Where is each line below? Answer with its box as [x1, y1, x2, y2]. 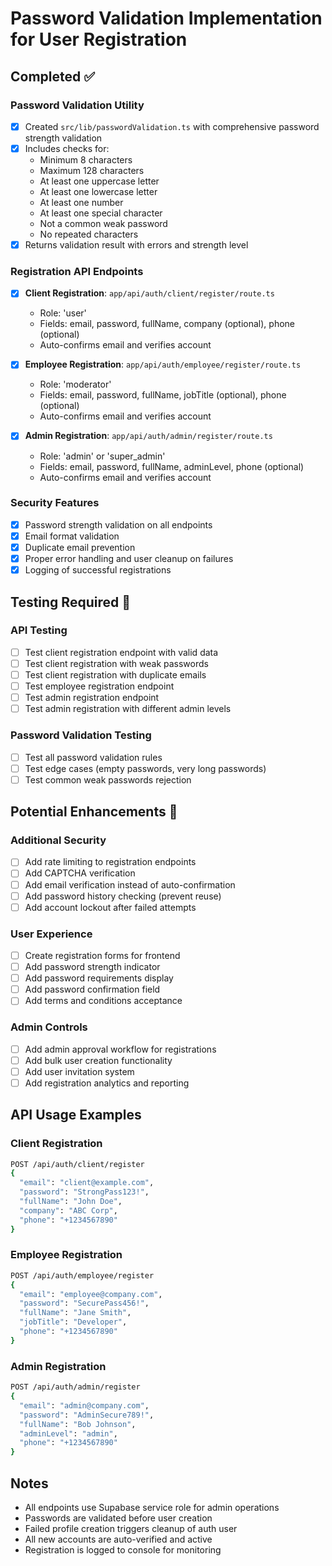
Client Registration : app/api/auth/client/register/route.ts [24, 287, 275, 299]
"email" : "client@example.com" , [19, 1178, 155, 1188]
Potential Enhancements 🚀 [10, 803, 178, 821]
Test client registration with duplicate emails [24, 668, 207, 681]
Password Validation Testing [10, 728, 152, 742]
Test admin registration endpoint [24, 692, 160, 704]
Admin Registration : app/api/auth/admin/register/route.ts [24, 430, 273, 442]
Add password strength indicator [24, 961, 161, 973]
